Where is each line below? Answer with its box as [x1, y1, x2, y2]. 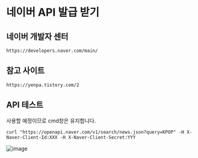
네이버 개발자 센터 [6, 31, 69, 42]
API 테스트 [6, 100, 44, 110]
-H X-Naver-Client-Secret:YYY [60, 134, 136, 141]
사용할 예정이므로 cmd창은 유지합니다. [6, 117, 96, 124]
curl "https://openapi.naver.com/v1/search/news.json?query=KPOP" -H [6, 129, 185, 135]
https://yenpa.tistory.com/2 [6, 82, 79, 88]
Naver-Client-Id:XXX [6, 134, 58, 141]
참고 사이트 [6, 66, 45, 76]
